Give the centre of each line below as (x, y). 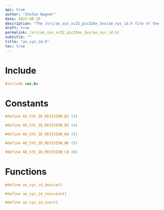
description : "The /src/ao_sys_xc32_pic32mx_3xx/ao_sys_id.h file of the (82, 23)
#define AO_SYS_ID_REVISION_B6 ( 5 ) (41, 143)
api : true (15, 10)
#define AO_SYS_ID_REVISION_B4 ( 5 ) (41, 134)
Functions (26, 171)
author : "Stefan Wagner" (30, 14)
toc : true (15, 46)
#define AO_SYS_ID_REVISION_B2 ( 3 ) (41, 117)
